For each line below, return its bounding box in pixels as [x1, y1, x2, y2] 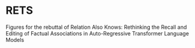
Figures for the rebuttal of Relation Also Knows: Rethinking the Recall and [5, 23, 187, 31]
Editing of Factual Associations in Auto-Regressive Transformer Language [5, 29, 189, 37]
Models [5, 36, 25, 43]
